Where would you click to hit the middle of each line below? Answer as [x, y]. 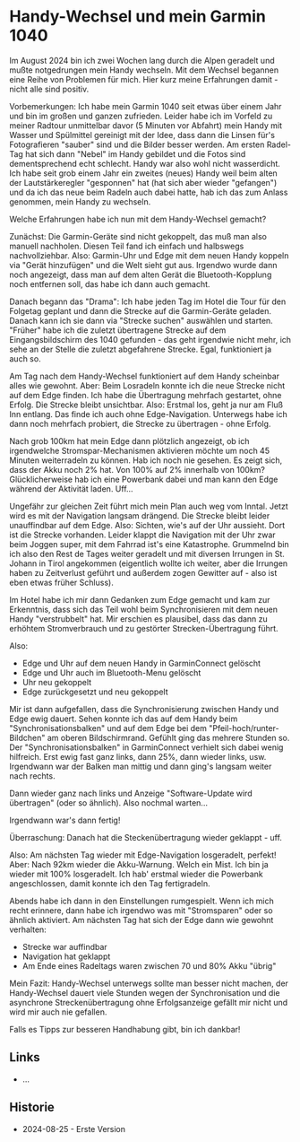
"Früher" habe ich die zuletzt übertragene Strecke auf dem [118, 330]
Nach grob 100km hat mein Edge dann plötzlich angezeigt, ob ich [129, 440]
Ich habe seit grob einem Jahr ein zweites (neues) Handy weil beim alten [143, 173]
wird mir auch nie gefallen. [58, 1012]
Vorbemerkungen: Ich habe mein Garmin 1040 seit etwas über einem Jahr [146, 106]
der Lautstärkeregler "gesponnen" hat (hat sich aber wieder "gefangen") [143, 182]
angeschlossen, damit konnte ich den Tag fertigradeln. [110, 883]
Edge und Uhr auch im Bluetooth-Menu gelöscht [111, 672]
